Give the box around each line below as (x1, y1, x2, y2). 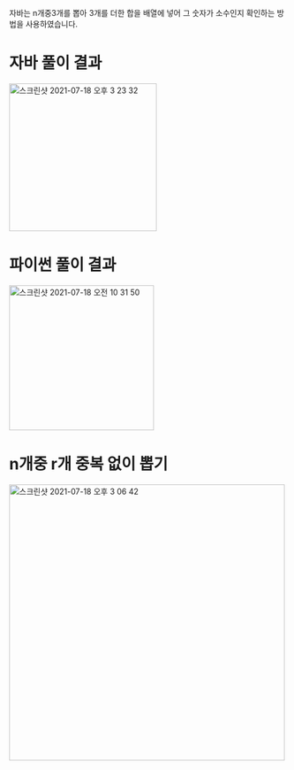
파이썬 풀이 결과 (9, 255, 117, 275)
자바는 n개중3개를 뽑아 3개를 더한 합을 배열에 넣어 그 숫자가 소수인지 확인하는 (9, 8, 275, 18)
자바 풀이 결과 (9, 53, 102, 73)
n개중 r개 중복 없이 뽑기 (9, 454, 169, 474)
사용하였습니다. (25, 19, 78, 29)
